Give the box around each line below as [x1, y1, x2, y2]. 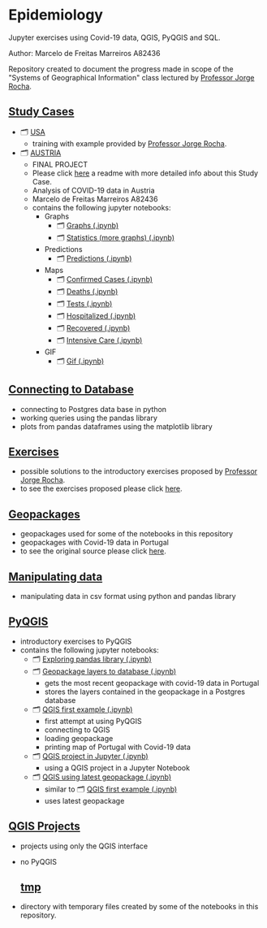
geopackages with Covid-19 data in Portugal [19, 538, 169, 548]
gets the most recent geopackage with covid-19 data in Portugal [44, 678, 260, 687]
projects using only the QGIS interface [19, 841, 149, 851]
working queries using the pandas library [19, 413, 158, 423]
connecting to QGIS [44, 725, 110, 735]
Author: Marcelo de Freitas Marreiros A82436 [8, 48, 161, 58]
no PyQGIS [19, 856, 58, 866]
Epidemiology [8, 6, 104, 24]
